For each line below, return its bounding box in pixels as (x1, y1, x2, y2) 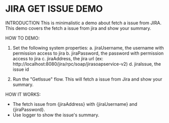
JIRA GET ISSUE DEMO (5, 3, 103, 15)
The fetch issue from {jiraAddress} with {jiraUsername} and (12, 101, 138, 107)
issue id (12, 66, 29, 72)
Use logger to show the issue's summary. (12, 112, 99, 118)
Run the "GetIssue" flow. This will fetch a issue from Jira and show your (12, 76, 162, 82)
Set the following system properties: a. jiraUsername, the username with (12, 45, 164, 51)
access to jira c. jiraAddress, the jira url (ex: (12, 55, 104, 61)
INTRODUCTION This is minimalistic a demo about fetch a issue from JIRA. (5, 20, 162, 26)
